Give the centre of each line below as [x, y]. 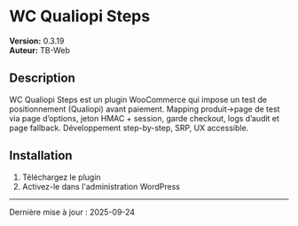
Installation [41, 156]
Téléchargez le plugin [61, 177]
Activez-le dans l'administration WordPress [101, 186]
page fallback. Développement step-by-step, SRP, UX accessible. [129, 128]
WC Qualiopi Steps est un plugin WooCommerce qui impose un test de [138, 99]
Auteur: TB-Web [40, 50]
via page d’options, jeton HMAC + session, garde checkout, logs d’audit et [144, 118]
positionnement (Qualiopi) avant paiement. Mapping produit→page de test [145, 109]
